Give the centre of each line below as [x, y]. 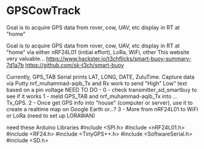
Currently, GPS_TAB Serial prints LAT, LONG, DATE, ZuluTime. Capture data [100, 77]
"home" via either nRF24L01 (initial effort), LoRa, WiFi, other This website [98, 52]
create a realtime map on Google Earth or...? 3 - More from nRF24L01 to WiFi [102, 109]
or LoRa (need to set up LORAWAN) [51, 116]
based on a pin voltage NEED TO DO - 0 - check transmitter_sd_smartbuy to [102, 89]
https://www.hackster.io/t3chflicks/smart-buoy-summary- [119, 58]
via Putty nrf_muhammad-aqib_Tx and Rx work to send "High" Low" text [97, 83]
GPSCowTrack [44, 11]
